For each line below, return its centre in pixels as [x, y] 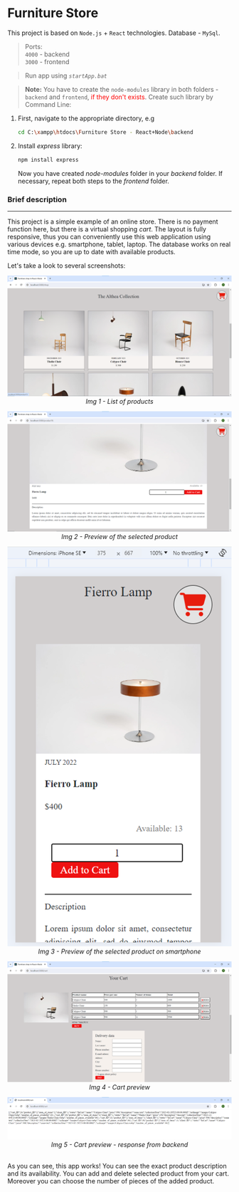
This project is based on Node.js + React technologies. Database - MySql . [114, 33]
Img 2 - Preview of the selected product [119, 536]
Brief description [37, 199]
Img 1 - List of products [119, 401]
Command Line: [48, 104]
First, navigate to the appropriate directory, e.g [86, 118]
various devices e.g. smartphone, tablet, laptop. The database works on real [119, 244]
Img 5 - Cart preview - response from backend [119, 1144]
